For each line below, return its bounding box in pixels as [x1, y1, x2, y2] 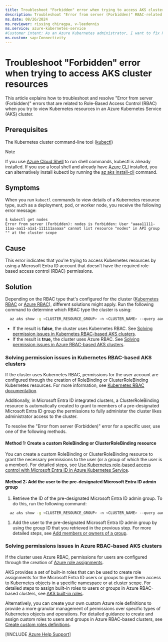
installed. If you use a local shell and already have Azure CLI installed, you [5, 164, 157, 170]
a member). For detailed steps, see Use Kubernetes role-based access [5, 462, 151, 468]
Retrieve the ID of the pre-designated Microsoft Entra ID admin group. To [12, 495, 162, 501]
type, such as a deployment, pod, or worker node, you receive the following [5, 202, 161, 208]
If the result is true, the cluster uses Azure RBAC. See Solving [12, 336, 140, 342]
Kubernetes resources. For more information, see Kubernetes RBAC [5, 382, 144, 388]
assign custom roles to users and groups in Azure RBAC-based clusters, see [5, 616, 162, 622]
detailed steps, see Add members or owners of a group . [12, 530, 128, 536]
